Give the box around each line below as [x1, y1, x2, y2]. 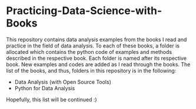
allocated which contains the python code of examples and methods [6, 48, 172, 55]
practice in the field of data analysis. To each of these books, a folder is [6, 42, 180, 49]
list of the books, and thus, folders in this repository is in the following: [6, 67, 177, 74]
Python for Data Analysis [14, 84, 75, 91]
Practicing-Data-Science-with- [6, 4, 162, 18]
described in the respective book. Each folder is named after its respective [6, 54, 187, 62]
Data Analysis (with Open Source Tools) [14, 78, 112, 86]
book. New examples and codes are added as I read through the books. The [6, 60, 191, 68]
